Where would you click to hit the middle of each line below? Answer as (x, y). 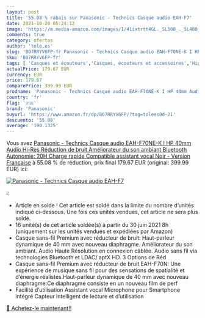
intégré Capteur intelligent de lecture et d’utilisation (80, 297)
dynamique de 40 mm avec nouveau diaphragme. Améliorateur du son (104, 245)
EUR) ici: (17, 169)
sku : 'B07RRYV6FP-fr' (34, 57)
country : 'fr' (24, 97)
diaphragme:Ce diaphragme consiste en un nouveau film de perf (96, 283)
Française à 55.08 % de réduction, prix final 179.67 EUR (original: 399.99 (98, 163)
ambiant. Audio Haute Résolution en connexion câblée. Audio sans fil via (106, 251)
